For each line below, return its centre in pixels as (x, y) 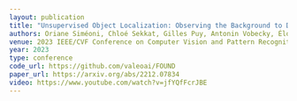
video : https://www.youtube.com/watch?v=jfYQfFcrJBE (108, 83)
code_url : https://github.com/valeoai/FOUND (92, 67)
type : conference (41, 58)
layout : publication (47, 17)
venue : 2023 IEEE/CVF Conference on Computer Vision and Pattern (132, 42)
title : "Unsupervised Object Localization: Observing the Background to (146, 25)
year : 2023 (29, 50)
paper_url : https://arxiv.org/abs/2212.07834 (94, 75)
